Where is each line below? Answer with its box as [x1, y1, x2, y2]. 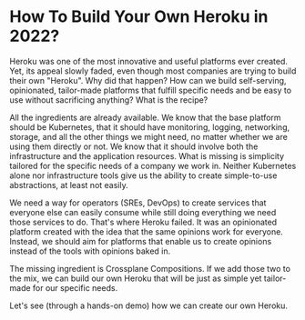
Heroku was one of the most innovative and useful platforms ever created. [9, 55, 289, 66]
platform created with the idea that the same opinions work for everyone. [9, 225, 284, 237]
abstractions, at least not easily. [9, 179, 129, 190]
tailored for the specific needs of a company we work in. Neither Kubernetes [9, 160, 297, 171]
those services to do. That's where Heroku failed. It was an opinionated [9, 216, 278, 227]
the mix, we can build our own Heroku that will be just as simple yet [9, 273, 262, 284]
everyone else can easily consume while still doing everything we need [9, 206, 277, 217]
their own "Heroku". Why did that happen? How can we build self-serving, [9, 75, 287, 85]
